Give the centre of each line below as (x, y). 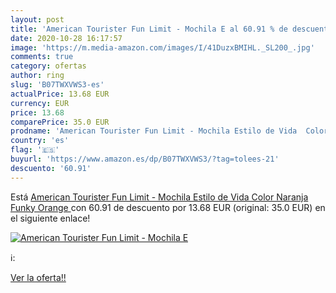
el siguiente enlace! (50, 218)
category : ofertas (48, 66)
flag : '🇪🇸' (35, 150)
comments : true (42, 57)
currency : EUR (40, 103)
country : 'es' (40, 141)
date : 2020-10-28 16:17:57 (66, 38)
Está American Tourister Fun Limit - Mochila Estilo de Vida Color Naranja (159, 197)
